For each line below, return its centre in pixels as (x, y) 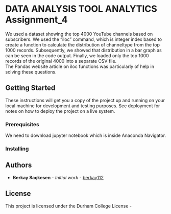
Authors (19, 165)
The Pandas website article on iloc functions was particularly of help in (80, 66)
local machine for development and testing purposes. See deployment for (83, 106)
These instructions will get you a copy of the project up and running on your (85, 100)
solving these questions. (31, 72)
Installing (17, 149)
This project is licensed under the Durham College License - (68, 206)
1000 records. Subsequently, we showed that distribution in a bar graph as (83, 50)
